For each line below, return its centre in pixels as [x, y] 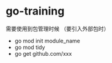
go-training [35, 11]
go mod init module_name [47, 41]
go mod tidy [30, 47]
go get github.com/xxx [43, 53]
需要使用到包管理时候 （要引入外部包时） [58, 28]
